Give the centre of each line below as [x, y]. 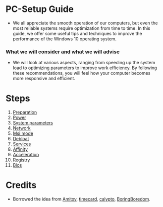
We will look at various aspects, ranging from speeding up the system [84, 63]
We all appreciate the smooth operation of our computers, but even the [85, 23]
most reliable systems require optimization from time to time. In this [81, 28]
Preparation [25, 112]
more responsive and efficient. [44, 79]
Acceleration [26, 155]
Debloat [21, 139]
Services [22, 144]
